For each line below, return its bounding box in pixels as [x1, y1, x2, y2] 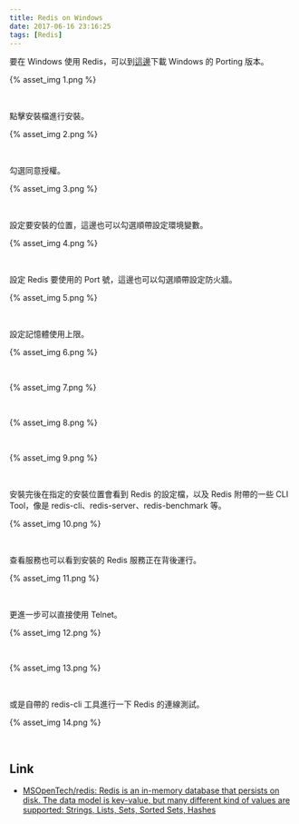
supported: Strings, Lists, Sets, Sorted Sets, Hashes [22, 805, 217, 816]
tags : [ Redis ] [9, 30, 63, 39]
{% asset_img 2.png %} [9, 129, 98, 140]
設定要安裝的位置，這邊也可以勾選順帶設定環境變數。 [9, 220, 208, 231]
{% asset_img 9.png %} [9, 452, 98, 463]
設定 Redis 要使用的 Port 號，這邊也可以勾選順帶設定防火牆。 [9, 274, 237, 285]
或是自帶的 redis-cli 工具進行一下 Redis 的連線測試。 [9, 699, 205, 710]
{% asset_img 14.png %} [9, 717, 101, 728]
